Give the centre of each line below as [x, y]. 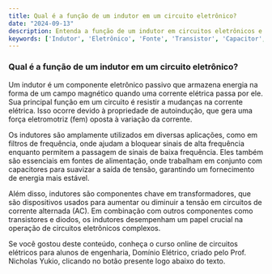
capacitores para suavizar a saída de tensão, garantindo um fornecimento [132, 169]
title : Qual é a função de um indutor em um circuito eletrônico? [123, 16]
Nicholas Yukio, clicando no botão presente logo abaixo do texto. [117, 261]
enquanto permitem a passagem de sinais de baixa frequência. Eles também [136, 152]
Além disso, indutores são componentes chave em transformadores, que [130, 193]
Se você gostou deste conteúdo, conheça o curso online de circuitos [123, 243]
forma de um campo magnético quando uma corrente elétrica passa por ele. [136, 93]
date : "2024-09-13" [41, 24]
